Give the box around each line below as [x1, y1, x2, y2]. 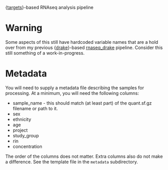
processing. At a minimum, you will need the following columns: [5, 90, 139, 96]
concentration [12, 143, 42, 150]
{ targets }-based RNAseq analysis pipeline [5, 5, 93, 10]
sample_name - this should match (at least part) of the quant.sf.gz [12, 100, 152, 106]
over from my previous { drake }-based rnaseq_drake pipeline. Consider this [5, 44, 163, 51]
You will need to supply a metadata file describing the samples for [5, 84, 145, 91]
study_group [12, 132, 39, 138]
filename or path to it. [12, 105, 58, 111]
